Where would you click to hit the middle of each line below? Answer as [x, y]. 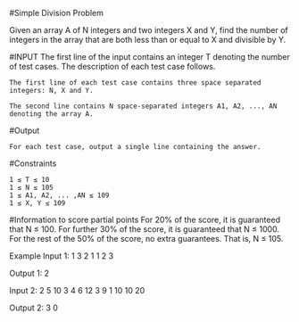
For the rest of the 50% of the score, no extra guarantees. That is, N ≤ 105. [146, 239]
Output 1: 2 [29, 273]
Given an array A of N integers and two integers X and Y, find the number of [149, 30]
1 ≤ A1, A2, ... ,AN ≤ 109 [59, 195]
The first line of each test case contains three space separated [135, 83]
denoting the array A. [51, 114]
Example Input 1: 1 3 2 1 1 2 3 [62, 256]
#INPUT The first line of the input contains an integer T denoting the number [149, 57]
